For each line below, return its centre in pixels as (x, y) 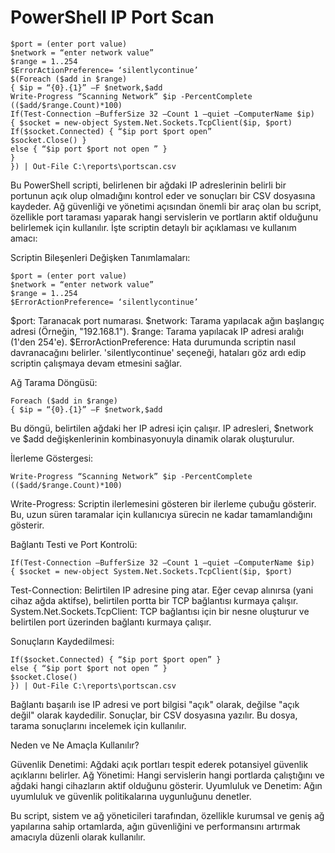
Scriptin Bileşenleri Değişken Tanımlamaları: (100, 257)
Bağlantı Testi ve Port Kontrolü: (74, 544)
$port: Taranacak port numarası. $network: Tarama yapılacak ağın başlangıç (167, 320)
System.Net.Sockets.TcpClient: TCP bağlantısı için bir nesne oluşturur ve (160, 611)
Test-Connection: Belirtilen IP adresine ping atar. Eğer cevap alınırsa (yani (162, 590)
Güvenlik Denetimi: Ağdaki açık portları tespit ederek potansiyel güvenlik (159, 764)
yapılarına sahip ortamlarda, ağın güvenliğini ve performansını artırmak (155, 826)
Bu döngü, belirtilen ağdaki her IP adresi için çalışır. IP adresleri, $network (162, 428)
